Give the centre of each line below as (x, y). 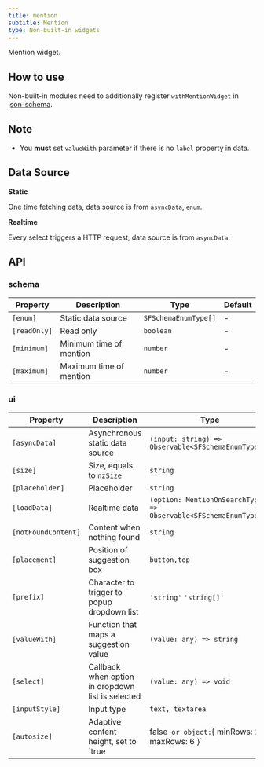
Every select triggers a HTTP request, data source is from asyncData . (119, 237)
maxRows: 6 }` (176, 741)
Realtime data (114, 508)
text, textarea (178, 709)
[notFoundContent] (46, 532)
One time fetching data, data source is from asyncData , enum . (105, 207)
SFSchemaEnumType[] (180, 318)
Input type (107, 709)
